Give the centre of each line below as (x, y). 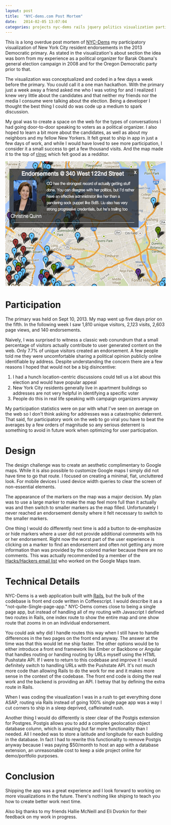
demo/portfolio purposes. (32, 756)
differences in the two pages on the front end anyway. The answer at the (81, 638)
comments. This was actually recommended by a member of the (73, 556)
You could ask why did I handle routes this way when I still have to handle (82, 633)
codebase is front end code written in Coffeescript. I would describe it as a (84, 601)
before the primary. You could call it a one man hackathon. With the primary (85, 85)
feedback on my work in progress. (41, 817)
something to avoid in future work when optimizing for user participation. (82, 430)
